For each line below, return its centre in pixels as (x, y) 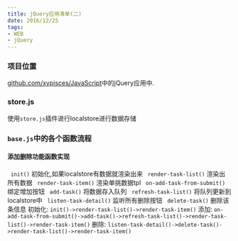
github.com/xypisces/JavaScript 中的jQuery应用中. (81, 83)
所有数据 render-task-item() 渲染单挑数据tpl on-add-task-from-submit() (117, 182)
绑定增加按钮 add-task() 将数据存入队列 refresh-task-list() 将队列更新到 (119, 191)
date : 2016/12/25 (33, 21)
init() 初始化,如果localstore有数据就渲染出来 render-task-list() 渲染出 (118, 174)
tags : (15, 27)
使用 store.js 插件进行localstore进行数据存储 (72, 118)
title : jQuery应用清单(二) (44, 14)
